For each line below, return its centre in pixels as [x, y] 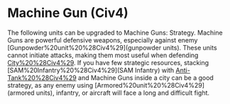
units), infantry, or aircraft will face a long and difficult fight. [123, 93]
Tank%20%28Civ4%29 [42, 77]
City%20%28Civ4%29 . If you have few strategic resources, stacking [108, 62]
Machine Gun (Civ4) [68, 13]
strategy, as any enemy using [50, 85]
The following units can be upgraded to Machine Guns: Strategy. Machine [115, 33]
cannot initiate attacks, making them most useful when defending [103, 55]
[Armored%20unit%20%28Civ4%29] [149, 85]
